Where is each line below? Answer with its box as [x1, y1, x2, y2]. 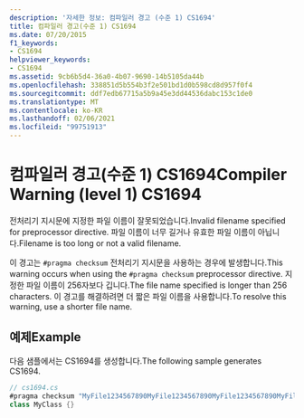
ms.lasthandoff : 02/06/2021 [9, 114, 116, 123]
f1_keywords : [9, 38, 59, 48]
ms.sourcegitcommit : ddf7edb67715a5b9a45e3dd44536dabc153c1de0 [9, 89, 253, 98]
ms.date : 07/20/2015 [9, 30, 88, 39]
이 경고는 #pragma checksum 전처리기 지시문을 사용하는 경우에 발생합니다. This [9, 257, 283, 268]
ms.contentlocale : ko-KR [9, 106, 103, 115]
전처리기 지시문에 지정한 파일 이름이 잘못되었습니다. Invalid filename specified [9, 214, 287, 226]
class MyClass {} [9, 400, 75, 409]
